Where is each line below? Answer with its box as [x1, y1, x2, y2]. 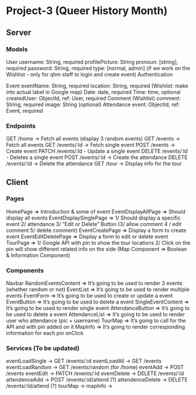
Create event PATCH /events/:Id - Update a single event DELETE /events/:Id [6, 148, 188, 155]
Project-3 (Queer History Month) [6, 4, 168, 18]
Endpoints [6, 121, 36, 130]
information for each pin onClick [6, 330, 84, 337]
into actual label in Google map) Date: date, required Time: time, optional [6, 88, 181, 95]
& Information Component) [6, 251, 70, 259]
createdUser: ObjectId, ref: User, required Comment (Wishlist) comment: [6, 94, 181, 102]
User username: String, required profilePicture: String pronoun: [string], [6, 58, 178, 65]
